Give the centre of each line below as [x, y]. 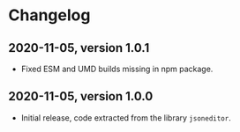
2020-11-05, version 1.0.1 [79, 48]
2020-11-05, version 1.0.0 [81, 96]
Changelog [49, 15]
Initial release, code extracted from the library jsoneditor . [126, 117]
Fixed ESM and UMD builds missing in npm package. [117, 69]
